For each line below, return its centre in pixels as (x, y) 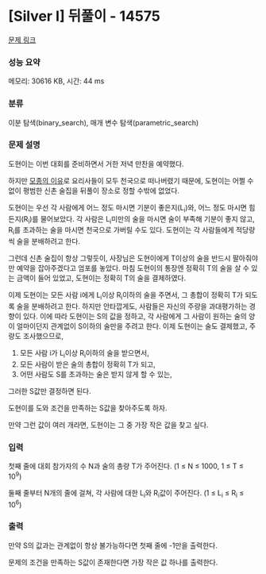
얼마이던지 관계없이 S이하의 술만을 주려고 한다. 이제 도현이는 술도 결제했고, (132, 326)
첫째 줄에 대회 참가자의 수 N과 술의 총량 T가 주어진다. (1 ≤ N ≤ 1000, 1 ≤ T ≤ (126, 466)
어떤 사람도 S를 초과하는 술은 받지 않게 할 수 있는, (96, 374)
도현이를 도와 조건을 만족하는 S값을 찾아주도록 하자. (88, 408)
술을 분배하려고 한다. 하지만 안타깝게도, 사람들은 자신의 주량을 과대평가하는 (132, 306)
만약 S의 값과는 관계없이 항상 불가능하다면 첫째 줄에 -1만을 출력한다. (113, 545)
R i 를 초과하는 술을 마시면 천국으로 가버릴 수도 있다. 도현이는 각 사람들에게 (121, 231)
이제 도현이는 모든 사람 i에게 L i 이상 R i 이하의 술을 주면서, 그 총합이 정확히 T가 (126, 296)
